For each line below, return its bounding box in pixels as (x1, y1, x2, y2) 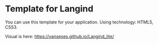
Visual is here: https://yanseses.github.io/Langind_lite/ (5, 33, 114, 39)
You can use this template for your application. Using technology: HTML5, (5, 19, 154, 25)
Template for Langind (5, 3, 94, 14)
